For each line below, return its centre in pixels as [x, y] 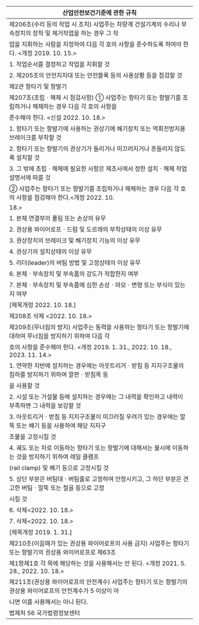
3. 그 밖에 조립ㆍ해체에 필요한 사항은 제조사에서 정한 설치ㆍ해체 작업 [98, 169]
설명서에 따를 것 [30, 177]
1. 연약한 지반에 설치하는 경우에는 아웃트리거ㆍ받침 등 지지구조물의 [97, 366]
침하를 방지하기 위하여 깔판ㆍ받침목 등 [59, 374]
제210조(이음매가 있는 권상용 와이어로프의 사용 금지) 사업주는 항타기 [99, 543]
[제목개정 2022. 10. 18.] [43, 305]
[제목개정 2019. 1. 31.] [41, 532]
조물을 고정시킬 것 [33, 437]
